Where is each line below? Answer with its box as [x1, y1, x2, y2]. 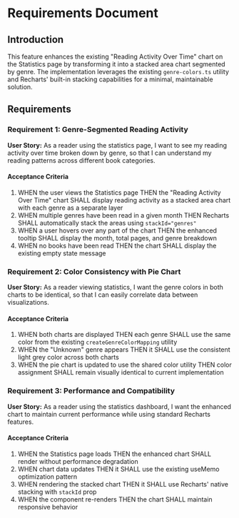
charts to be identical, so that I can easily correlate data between [7, 290, 198, 299]
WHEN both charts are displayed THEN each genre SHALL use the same [17, 330, 231, 339]
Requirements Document [7, 5, 159, 21]
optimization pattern [17, 472, 78, 481]
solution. [7, 83, 34, 91]
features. [7, 417, 34, 426]
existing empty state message [17, 248, 106, 258]
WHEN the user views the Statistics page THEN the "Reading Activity [17, 188, 221, 197]
